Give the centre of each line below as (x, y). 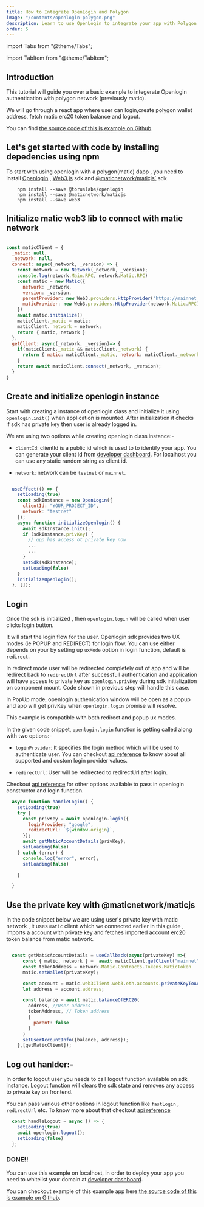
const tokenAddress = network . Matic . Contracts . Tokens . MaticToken (107, 967)
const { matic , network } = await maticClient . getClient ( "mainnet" (111, 961)
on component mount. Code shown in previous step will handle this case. (98, 688)
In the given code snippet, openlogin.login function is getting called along (99, 729)
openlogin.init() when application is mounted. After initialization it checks (100, 418)
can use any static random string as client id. (71, 461)
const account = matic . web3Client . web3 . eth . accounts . (92, 984)
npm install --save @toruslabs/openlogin (70, 189)
